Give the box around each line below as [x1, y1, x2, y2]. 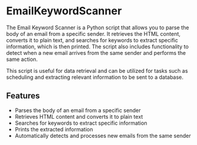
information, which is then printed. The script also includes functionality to [6, 43, 189, 50]
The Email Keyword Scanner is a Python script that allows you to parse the [6, 24, 189, 31]
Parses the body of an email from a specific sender [14, 106, 141, 114]
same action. [6, 55, 38, 63]
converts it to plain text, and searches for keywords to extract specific [6, 36, 178, 44]
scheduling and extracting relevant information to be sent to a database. [6, 73, 184, 81]
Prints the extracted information [14, 125, 94, 132]
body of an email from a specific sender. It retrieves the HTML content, [6, 30, 181, 37]
